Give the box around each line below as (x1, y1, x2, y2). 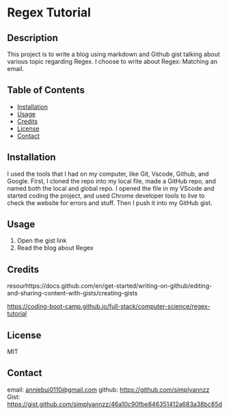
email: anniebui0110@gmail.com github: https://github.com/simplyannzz (7, 385, 210, 394)
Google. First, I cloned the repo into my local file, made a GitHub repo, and (7, 176, 217, 185)
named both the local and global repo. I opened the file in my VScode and (7, 184, 215, 192)
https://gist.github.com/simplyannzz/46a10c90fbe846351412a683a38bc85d (7, 400, 222, 408)
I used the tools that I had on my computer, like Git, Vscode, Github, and (7, 170, 209, 178)
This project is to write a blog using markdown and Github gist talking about (7, 50, 220, 58)
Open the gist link (16, 237, 67, 245)
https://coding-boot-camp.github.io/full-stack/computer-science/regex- (7, 302, 211, 310)
